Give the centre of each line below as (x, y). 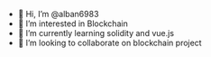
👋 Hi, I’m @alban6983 (58, 14)
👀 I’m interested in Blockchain (73, 24)
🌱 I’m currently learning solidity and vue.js (96, 33)
